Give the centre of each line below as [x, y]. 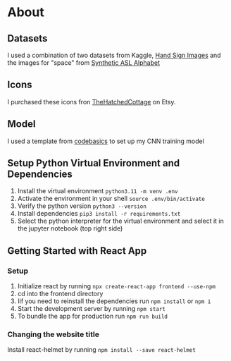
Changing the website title [54, 334]
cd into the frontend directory [60, 294]
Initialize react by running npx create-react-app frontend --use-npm [117, 286]
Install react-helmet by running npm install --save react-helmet [101, 350]
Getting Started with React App [77, 251]
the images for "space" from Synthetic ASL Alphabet [84, 63]
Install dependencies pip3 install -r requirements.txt [99, 214]
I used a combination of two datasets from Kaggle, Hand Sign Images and [114, 55]
